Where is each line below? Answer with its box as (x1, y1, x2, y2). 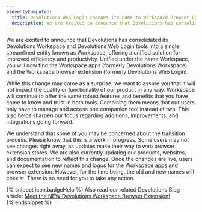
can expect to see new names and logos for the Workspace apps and (6, 162, 179, 169)
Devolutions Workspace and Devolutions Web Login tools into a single (6, 43, 180, 50)
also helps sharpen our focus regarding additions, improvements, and (6, 112, 179, 119)
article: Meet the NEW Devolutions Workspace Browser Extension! (6, 193, 170, 200)
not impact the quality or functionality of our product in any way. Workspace (6, 86, 195, 94)
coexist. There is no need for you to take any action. (6, 175, 135, 182)
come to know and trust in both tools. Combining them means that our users (6, 99, 195, 106)
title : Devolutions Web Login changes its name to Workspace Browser (11, 14, 189, 20)
